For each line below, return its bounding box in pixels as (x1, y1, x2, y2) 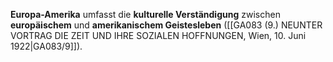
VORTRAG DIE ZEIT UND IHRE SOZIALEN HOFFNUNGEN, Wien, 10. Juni (10, 30, 307, 41)
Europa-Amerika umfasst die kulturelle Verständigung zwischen (10, 9, 281, 20)
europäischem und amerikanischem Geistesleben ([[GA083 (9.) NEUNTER (10, 19, 323, 31)
